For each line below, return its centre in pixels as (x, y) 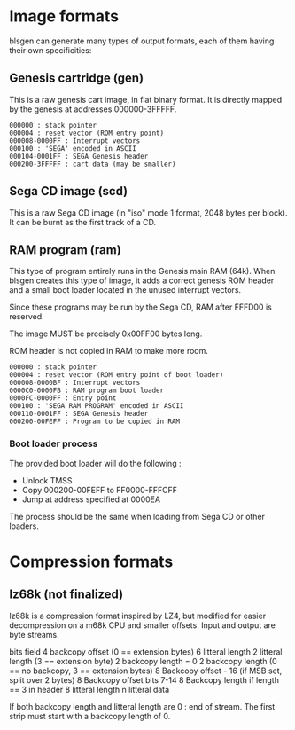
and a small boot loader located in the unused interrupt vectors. (125, 290)
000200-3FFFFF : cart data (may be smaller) (93, 164)
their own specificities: (50, 50)
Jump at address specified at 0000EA (91, 499)
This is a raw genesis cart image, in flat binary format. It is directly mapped (146, 99)
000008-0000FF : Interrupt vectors (75, 141)
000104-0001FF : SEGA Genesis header (79, 156)
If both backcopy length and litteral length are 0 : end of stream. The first (142, 706)
